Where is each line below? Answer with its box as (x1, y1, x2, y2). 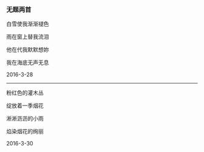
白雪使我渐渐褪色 (6, 20, 49, 28)
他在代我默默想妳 (6, 46, 49, 53)
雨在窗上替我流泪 (6, 33, 49, 41)
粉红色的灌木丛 (6, 89, 44, 96)
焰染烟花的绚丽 (6, 128, 44, 135)
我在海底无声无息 (6, 59, 49, 66)
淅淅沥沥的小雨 (6, 115, 44, 122)
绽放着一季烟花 (6, 102, 44, 110)
